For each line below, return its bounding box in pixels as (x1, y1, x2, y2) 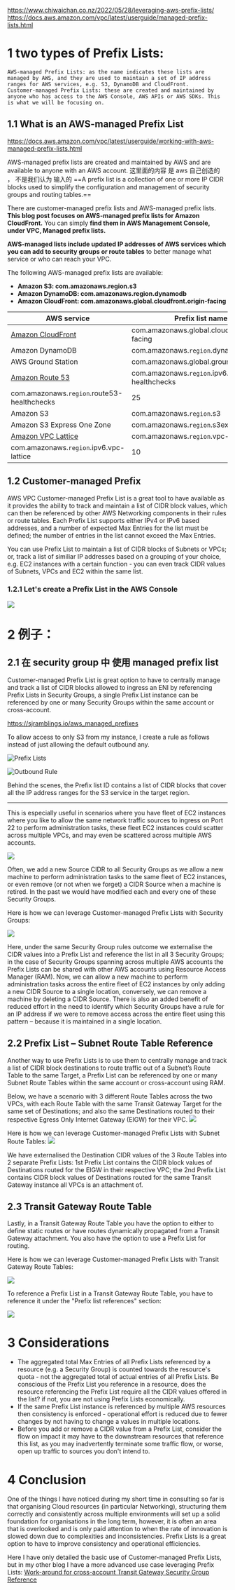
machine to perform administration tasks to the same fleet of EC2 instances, (7, 872, 227, 881)
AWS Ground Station (10, 357, 78, 367)
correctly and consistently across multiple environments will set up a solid (7, 1510, 220, 1518)
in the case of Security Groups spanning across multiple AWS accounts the (7, 957, 224, 966)
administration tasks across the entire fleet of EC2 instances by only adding (7, 979, 225, 988)
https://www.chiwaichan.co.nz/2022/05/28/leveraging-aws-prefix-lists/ (7, 6, 215, 14)
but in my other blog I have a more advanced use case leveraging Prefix (7, 1561, 215, 1569)
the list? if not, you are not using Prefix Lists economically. (17, 1395, 185, 1404)
